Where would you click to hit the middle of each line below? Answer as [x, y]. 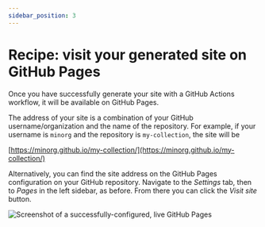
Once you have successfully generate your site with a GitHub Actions [122, 94]
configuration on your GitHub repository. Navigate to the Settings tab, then [130, 182]
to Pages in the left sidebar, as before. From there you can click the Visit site [133, 190]
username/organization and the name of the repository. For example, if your [132, 126]
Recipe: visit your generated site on [128, 54]
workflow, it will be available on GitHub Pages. [84, 102]
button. [20, 198]
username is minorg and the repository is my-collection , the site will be [124, 134]
